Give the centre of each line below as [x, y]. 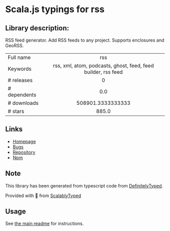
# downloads [23, 103]
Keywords [20, 69]
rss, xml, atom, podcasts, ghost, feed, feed [103, 66]
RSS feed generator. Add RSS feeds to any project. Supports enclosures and [85, 40]
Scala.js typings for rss [55, 9]
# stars [16, 111]
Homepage [24, 141]
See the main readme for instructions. [45, 223]
